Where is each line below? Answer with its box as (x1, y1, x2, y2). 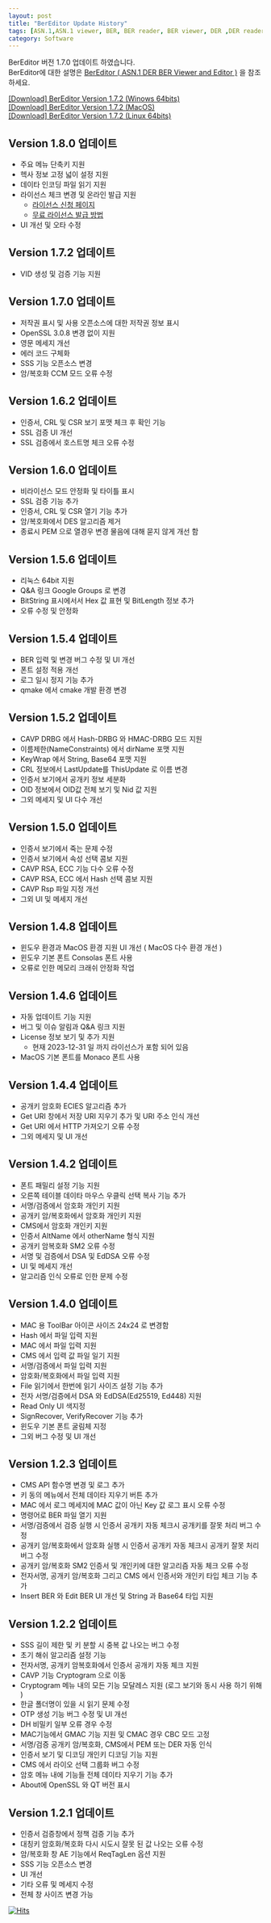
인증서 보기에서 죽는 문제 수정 (19, 844, 113, 853)
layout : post (8, 11, 52, 20)
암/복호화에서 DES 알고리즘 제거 (19, 516, 121, 526)
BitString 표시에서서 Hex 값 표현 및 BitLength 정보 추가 (19, 595, 194, 606)
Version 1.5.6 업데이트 (8, 553, 117, 566)
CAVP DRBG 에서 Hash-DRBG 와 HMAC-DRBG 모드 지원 (19, 734, 203, 743)
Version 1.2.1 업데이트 (8, 1806, 115, 1820)
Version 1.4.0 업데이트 (8, 1298, 119, 1311)
